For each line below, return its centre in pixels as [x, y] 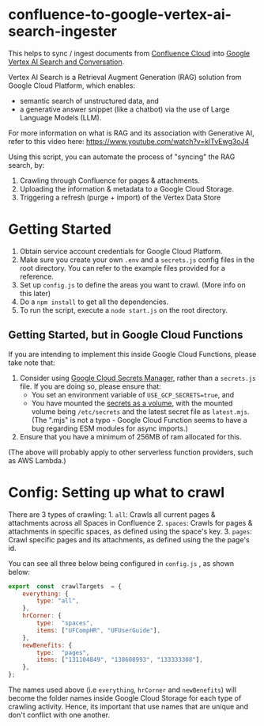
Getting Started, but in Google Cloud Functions [126, 335]
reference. [36, 276]
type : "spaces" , [65, 623]
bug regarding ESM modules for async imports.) [109, 428]
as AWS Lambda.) [37, 460]
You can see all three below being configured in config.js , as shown [121, 563]
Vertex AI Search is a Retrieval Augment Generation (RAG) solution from [125, 77]
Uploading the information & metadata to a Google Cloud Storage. [127, 188]
